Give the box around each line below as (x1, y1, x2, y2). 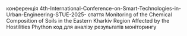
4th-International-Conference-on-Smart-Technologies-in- (39, 5, 182, 12)
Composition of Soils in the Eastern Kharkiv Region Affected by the (6, 17, 170, 24)
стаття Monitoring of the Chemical (87, 11, 172, 18)
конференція (6, 5, 39, 12)
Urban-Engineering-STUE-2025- (6, 11, 87, 18)
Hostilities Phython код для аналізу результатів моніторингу (6, 23, 157, 30)
